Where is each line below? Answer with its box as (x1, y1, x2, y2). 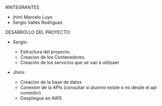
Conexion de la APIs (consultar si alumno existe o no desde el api (20, 84, 157, 90)
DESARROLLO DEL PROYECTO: (5, 29, 71, 35)
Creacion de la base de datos (20, 79, 82, 85)
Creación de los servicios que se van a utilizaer (20, 60, 119, 65)
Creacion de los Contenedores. (20, 54, 86, 60)
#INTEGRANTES (5, 5, 40, 10)
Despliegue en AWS (20, 95, 62, 101)
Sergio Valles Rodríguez (12, 20, 63, 25)
